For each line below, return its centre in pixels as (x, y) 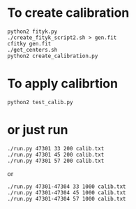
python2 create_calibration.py (53, 56)
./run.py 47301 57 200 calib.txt (56, 161)
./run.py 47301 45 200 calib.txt (56, 154)
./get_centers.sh (32, 50)
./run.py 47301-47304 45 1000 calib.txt (67, 193)
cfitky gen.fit (29, 43)
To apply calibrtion (63, 84)
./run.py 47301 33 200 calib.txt (56, 148)
